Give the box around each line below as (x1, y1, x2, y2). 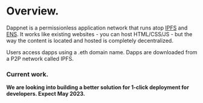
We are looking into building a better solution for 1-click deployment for (6, 84, 190, 91)
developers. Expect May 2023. (6, 90, 85, 98)
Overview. (6, 4, 59, 18)
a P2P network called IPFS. (6, 55, 74, 62)
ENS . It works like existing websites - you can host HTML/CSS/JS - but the (6, 30, 193, 37)
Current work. (6, 70, 48, 78)
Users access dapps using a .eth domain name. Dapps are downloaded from (6, 48, 198, 55)
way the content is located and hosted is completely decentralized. (6, 37, 174, 44)
